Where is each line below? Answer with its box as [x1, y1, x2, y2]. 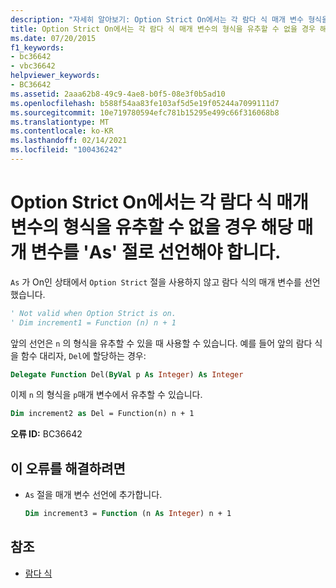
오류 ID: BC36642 [10, 428, 83, 440]
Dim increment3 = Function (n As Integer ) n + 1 [24, 509, 232, 519]
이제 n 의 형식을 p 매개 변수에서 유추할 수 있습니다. [10, 389, 203, 401]
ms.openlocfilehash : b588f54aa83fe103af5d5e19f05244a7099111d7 [10, 98, 280, 108]
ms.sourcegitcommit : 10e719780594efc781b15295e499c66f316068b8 [10, 107, 280, 118]
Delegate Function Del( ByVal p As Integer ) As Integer [10, 369, 244, 380]
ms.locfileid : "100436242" [10, 145, 123, 155]
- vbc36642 [10, 61, 56, 71]
